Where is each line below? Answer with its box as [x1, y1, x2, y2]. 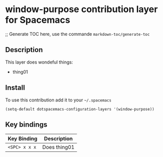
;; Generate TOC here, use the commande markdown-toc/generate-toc [5, 31, 150, 37]
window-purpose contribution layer [5, 4, 158, 15]
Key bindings [5, 120, 48, 129]
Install [5, 83, 25, 92]
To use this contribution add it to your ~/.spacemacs [5, 97, 112, 103]
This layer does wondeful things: [5, 59, 73, 65]
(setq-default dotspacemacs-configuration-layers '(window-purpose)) [5, 107, 155, 112]
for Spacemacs [5, 14, 71, 26]
